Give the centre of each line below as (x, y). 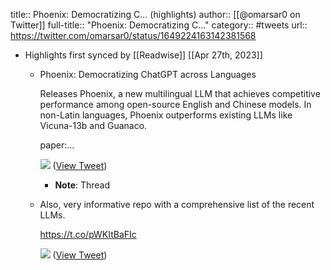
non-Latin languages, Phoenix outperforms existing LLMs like (166, 115)
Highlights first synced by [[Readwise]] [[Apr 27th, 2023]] (143, 55)
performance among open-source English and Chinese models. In (175, 104)
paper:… (57, 145)
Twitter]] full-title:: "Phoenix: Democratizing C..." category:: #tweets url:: (159, 25)
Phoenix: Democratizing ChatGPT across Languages (148, 74)
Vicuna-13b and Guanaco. (93, 125)
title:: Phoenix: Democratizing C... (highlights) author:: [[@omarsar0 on (155, 14)
